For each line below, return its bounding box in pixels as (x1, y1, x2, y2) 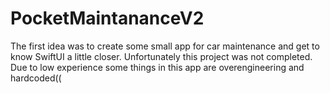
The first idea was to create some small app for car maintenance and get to (10, 40, 320, 52)
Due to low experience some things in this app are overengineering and (10, 61, 305, 73)
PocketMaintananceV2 (10, 7, 205, 30)
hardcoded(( (10, 72, 62, 84)
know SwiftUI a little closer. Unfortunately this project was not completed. (10, 50, 313, 62)
